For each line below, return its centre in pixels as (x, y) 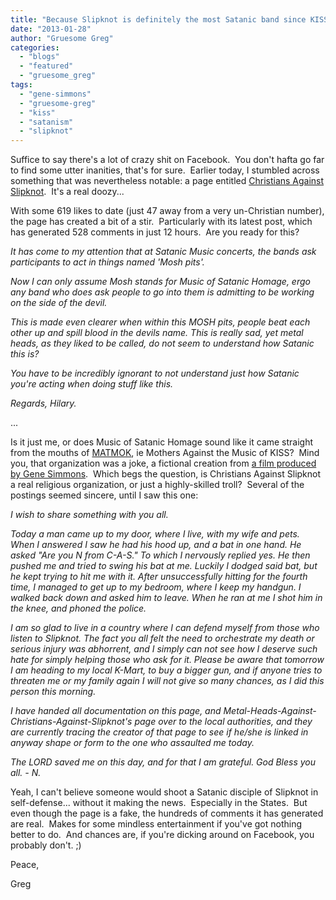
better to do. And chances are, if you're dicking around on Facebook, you (162, 835)
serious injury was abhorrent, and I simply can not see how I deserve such (164, 649)
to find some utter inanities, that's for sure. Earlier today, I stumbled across (165, 170)
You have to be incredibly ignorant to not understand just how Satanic (155, 373)
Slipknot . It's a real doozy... (67, 192)
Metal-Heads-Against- (270, 711)
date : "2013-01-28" (51, 29)
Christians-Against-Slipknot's (71, 722)
